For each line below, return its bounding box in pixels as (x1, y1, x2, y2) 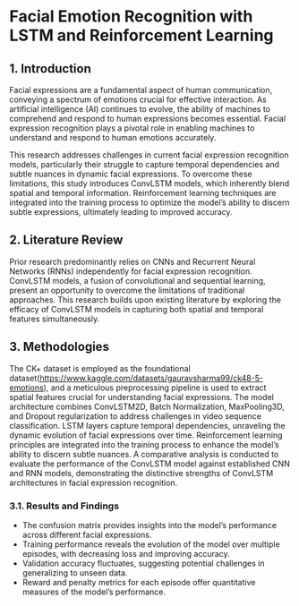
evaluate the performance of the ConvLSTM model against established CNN (9, 458, 291, 469)
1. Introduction (9, 61, 91, 76)
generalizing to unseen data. (21, 567, 128, 578)
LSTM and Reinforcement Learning (9, 25, 275, 46)
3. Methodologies (9, 339, 110, 354)
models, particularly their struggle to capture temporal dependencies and (9, 159, 280, 169)
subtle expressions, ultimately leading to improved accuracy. (9, 207, 233, 217)
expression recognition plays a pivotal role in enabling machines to (9, 123, 255, 133)
